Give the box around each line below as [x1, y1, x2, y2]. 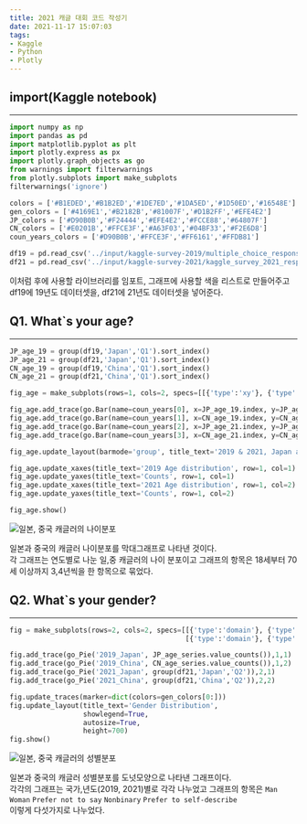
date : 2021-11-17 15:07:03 [9, 22, 112, 31]
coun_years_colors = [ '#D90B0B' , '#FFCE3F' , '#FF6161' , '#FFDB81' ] [9, 232, 259, 242]
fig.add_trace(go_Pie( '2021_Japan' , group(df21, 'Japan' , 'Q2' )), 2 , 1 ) [9, 668, 276, 677]
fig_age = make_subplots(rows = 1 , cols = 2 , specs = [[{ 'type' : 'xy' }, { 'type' [9, 389, 297, 398]
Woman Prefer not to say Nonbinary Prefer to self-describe [9, 796, 238, 805]
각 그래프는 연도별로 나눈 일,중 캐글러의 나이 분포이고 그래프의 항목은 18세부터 [9, 554, 286, 565]
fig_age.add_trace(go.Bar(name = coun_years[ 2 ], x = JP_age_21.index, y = [9, 422, 281, 431]
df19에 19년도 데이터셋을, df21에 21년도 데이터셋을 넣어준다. [9, 286, 224, 297]
